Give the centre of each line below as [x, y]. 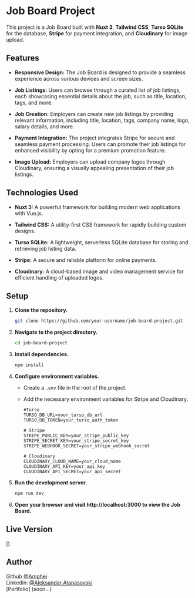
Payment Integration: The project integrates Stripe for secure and [95, 138]
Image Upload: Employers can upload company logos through [90, 162]
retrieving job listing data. [45, 248]
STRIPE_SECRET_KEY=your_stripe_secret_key [76, 441]
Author [19, 562]
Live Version [29, 529]
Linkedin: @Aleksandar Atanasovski [49, 582]
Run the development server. [51, 483]
